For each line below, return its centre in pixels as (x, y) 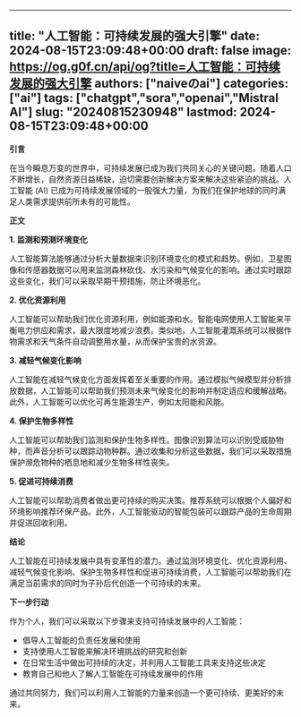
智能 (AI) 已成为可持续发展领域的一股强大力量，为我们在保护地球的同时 (147, 190)
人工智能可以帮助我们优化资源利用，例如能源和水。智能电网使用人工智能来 (146, 319)
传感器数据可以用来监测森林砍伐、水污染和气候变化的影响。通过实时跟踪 (158, 269)
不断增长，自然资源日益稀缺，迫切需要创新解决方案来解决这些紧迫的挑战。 (146, 179)
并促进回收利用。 (41, 522)
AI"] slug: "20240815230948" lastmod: (123, 112)
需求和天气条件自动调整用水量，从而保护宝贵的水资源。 (119, 341)
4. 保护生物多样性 (42, 421)
